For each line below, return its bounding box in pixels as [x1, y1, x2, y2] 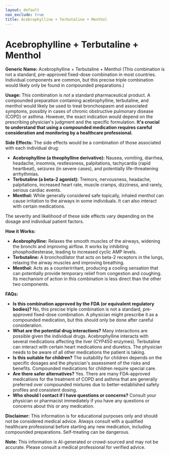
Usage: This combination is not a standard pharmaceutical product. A [5, 92, 151, 98]
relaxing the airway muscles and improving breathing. [12, 259, 125, 266]
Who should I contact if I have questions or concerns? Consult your [12, 392, 157, 398]
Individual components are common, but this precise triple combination [5, 77, 154, 83]
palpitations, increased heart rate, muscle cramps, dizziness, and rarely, [12, 182, 163, 188]
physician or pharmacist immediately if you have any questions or [12, 398, 150, 404]
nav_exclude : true [5, 12, 44, 17]
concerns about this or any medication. [12, 403, 95, 409]
